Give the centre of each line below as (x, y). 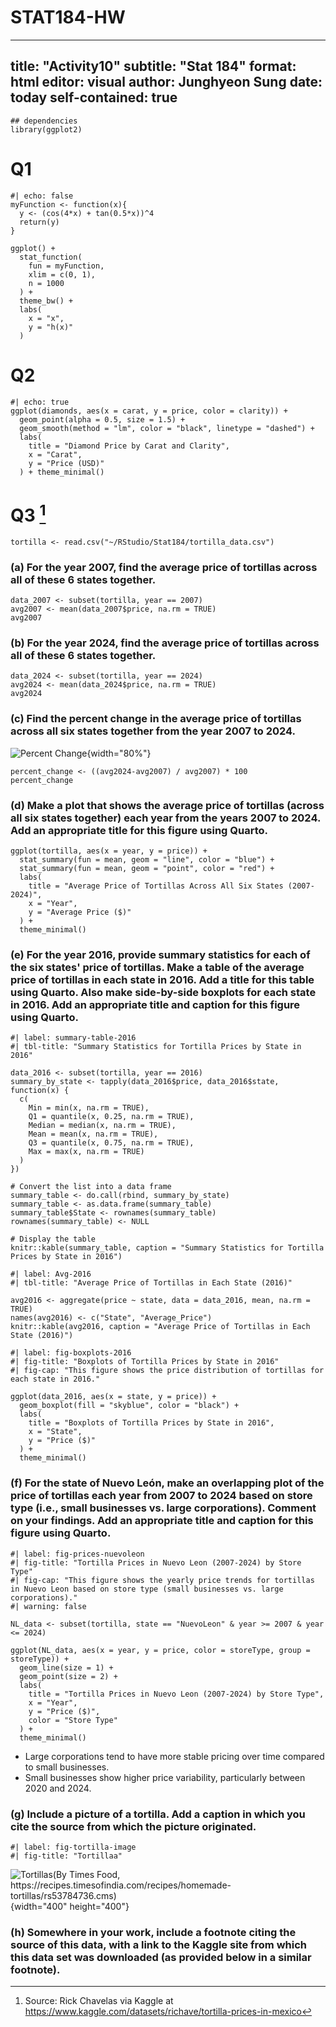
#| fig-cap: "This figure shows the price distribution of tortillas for (167, 1371)
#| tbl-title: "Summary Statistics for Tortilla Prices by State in (156, 1047)
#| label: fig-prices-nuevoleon (77, 1554)
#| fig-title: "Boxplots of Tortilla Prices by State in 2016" (145, 1362)
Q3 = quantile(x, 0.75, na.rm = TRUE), (111, 1143)
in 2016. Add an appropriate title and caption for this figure (155, 1004)
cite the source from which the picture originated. (133, 1826)
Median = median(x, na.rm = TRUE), (102, 1126)
